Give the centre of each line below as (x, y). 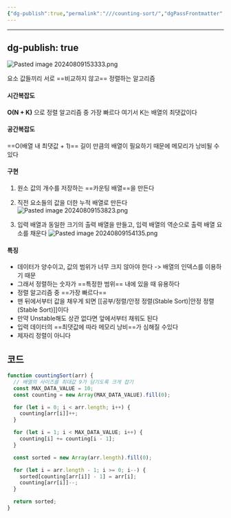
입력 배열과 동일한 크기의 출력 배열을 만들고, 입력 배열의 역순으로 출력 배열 (116, 225)
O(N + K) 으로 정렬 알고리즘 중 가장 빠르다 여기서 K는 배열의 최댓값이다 (102, 112)
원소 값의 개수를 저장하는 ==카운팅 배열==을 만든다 (86, 188)
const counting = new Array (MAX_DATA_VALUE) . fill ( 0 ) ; (92, 395)
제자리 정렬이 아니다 (44, 336)
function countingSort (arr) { (51, 376)
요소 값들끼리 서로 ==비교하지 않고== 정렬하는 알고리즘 (81, 78)
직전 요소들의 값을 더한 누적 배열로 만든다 (72, 203)
